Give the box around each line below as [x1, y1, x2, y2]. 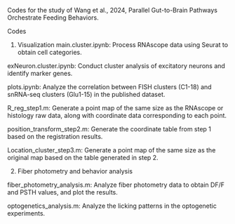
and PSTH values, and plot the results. [7, 188, 118, 196]
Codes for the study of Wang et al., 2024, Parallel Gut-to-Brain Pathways [7, 6, 218, 14]
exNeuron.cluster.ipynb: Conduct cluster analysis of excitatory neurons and [7, 62, 226, 70]
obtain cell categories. [17, 48, 82, 56]
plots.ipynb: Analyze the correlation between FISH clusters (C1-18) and [7, 83, 212, 91]
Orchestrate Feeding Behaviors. [7, 13, 100, 22]
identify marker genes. [7, 70, 73, 77]
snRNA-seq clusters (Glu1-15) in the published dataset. [7, 91, 166, 98]
